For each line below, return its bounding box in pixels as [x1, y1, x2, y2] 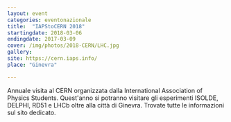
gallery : [7, 49, 33, 56]
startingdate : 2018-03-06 [7, 29, 82, 37]
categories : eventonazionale [7, 17, 92, 23]
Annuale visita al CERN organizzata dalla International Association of [7, 86, 203, 94]
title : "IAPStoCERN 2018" [7, 23, 85, 30]
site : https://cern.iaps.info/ [7, 55, 98, 62]
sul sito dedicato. [7, 108, 57, 116]
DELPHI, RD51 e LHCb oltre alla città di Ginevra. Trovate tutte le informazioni [7, 101, 224, 109]
